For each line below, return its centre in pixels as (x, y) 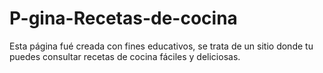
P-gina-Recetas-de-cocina (123, 18)
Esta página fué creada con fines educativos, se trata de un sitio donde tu (161, 46)
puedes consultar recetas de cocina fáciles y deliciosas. (125, 56)
